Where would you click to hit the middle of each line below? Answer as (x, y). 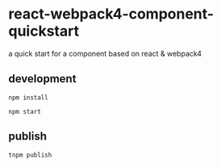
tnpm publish (30, 155)
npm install (28, 98)
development (42, 79)
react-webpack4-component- (111, 14)
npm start (25, 111)
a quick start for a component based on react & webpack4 (105, 53)
